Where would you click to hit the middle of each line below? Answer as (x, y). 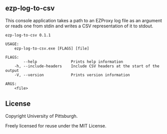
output (12, 70)
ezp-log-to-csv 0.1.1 (28, 35)
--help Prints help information (73, 62)
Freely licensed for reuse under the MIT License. (56, 125)
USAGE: (12, 44)
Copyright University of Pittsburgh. (41, 116)
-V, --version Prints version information (72, 75)
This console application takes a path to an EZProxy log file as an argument (84, 20)
